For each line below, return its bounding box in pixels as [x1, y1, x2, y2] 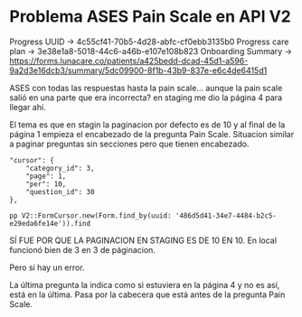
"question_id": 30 [25, 187, 95, 196]
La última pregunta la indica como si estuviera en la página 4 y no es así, [9, 279, 280, 290]
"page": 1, [25, 172, 67, 181]
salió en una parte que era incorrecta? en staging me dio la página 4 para [9, 92, 283, 103]
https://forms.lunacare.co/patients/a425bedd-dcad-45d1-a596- [9, 55, 249, 66]
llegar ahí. [9, 101, 47, 112]
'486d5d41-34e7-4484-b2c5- [175, 210, 278, 220]
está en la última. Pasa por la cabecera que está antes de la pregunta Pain [9, 289, 286, 300]
